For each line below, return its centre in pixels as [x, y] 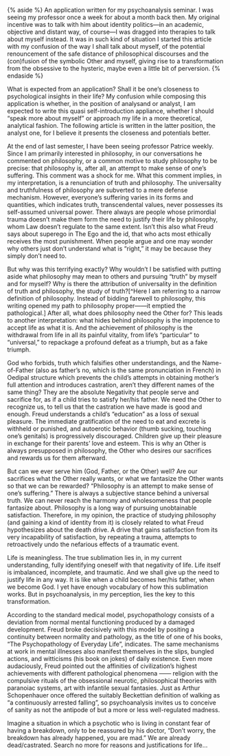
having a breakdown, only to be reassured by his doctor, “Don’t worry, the [112, 731]
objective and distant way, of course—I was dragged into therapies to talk [112, 32]
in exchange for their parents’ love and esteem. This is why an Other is [107, 443]
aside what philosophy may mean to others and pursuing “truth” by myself [112, 277]
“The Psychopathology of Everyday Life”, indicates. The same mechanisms [113, 644]
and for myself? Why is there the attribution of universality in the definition [112, 284]
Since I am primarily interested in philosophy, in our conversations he [105, 153]
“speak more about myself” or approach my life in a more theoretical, [105, 118]
